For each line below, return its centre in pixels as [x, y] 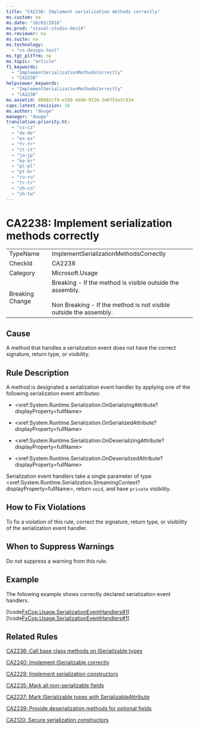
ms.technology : [25, 45]
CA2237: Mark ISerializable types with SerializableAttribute [78, 697]
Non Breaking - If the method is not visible [111, 305]
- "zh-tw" [23, 194]
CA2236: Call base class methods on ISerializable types [74, 651]
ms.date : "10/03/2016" [34, 23]
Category [22, 273]
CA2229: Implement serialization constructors [62, 674]
